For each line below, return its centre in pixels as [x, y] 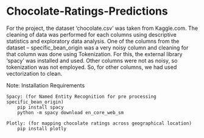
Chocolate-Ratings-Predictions [87, 11]
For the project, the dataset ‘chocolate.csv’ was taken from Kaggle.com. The [102, 28]
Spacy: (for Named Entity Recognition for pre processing [81, 96]
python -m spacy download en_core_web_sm [70, 112]
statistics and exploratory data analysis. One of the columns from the [93, 41]
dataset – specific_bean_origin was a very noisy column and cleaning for [97, 48]
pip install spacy [40, 107]
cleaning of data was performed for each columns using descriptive [91, 34]
